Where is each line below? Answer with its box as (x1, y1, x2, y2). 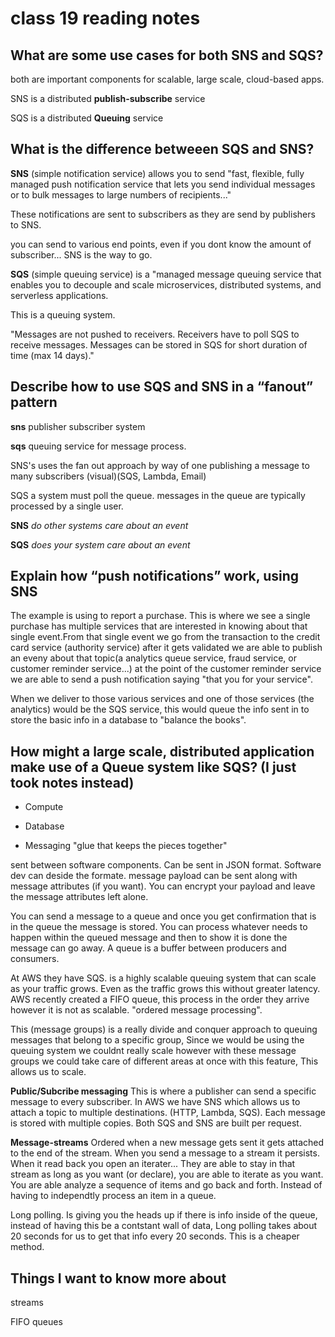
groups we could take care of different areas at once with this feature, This (10, 1055, 319, 1067)
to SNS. (10, 218, 42, 231)
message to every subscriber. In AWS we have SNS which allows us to (10, 1096, 301, 1108)
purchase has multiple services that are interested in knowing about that (10, 620, 308, 632)
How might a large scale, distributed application (10, 743, 315, 760)
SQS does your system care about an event (10, 538, 191, 551)
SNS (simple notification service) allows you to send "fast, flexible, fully (10, 167, 305, 179)
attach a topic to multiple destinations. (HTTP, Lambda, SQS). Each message (10, 1107, 326, 1119)
